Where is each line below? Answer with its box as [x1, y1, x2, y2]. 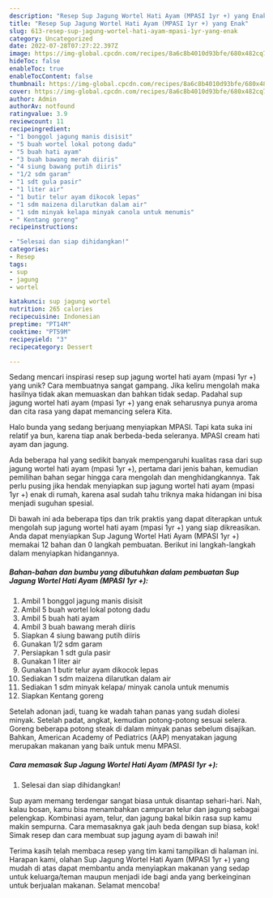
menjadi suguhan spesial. [9, 498, 94, 508]
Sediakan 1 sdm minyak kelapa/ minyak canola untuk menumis [20, 682, 229, 692]
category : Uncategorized [9, 34, 93, 43]
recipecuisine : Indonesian [9, 313, 100, 321]
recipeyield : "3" [9, 335, 68, 343]
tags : [9, 260, 28, 269]
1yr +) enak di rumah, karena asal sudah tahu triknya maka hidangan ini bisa [9, 490, 262, 500]
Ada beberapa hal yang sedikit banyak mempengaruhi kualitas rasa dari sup [9, 455, 262, 465]
